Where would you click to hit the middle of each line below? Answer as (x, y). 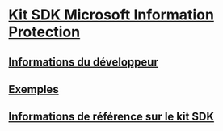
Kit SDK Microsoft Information (111, 15)
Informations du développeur (84, 62)
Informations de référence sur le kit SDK (111, 117)
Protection (44, 32)
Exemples (34, 89)
